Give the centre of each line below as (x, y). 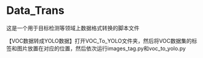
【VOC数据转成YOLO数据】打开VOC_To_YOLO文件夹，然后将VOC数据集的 (99, 40)
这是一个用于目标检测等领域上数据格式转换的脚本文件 (73, 28)
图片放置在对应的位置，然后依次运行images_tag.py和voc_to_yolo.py (101, 48)
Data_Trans (36, 11)
